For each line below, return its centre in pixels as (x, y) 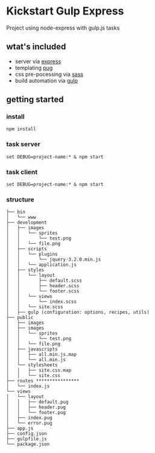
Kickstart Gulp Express (65, 11)
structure (20, 199)
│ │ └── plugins (32, 255)
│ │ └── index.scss (42, 302)
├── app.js (20, 429)
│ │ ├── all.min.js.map (42, 355)
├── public (20, 318)
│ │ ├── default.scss (44, 281)
